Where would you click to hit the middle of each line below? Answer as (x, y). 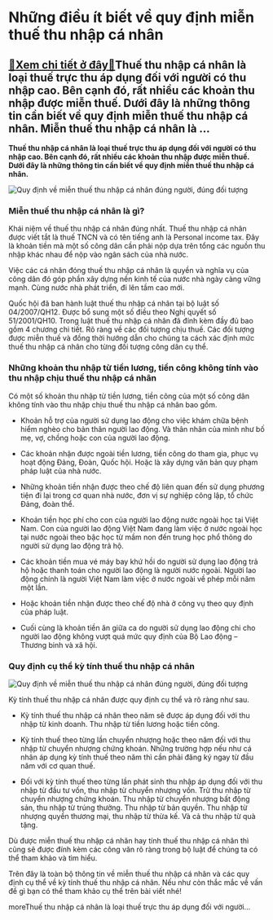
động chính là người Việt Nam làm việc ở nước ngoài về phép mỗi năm (138, 579)
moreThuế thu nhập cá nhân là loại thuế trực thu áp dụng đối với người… (130, 907)
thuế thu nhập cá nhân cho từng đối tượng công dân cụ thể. (108, 347)
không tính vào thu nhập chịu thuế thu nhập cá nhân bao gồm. (113, 404)
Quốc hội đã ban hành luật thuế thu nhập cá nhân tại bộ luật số (114, 304)
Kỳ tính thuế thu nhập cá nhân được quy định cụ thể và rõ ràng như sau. (129, 699)
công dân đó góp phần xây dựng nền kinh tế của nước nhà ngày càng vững (134, 279)
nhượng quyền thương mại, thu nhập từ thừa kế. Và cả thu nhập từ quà (138, 816)
